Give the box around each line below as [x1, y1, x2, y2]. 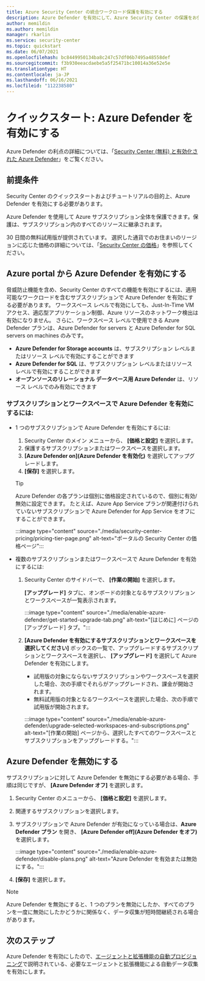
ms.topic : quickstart [6, 43, 62, 50]
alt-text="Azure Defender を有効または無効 [89, 855, 197, 862]
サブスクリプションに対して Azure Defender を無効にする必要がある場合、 [6, 774, 193, 781]
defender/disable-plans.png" [15, 855, 88, 862]
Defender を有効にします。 [24, 660, 92, 667]
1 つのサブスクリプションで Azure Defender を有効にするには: [15, 424, 171, 431]
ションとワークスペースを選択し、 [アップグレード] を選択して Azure [24, 652, 197, 659]
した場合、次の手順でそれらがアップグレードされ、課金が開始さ [33, 680, 194, 688]
